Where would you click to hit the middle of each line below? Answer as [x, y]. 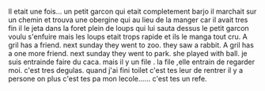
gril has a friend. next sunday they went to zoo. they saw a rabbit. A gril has [131, 45]
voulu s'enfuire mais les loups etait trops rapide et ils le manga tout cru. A [128, 36]
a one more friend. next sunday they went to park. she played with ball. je [128, 53]
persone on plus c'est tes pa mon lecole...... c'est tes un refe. [108, 79]
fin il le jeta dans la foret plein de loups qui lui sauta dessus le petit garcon [129, 28]
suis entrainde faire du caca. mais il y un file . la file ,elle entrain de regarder [132, 62]
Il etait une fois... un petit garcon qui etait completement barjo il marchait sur [132, 11]
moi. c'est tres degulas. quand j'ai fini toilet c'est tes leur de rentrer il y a [126, 70]
